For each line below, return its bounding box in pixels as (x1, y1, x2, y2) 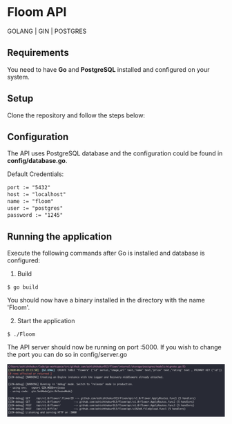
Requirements (7, 47, 69, 59)
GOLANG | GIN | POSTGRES (7, 27, 87, 35)
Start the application (17, 317, 75, 325)
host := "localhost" (7, 191, 67, 198)
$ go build (7, 284, 39, 291)
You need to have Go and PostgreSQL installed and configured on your (7, 65, 210, 73)
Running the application (7, 231, 113, 242)
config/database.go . (7, 157, 68, 165)
